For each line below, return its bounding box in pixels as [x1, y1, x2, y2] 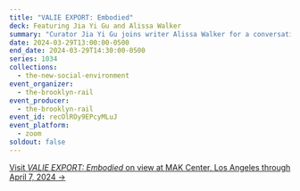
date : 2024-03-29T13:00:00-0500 [9, 37, 129, 47]
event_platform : [9, 121, 70, 130]
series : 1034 [9, 54, 58, 63]
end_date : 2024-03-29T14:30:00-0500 [9, 46, 146, 55]
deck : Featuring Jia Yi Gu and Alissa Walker [9, 21, 181, 30]
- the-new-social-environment [17, 71, 129, 80]
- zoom [17, 129, 42, 138]
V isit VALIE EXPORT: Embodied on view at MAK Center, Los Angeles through [9, 162, 291, 172]
